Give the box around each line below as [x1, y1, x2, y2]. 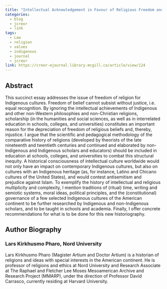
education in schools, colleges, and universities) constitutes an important [5, 121, 155, 127]
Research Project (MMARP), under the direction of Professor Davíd [5, 273, 142, 279]
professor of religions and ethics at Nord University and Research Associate [5, 262, 161, 268]
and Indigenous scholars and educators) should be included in [29, 147, 157, 153]
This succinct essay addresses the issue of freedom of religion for [5, 94, 141, 100]
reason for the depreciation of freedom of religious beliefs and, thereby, [5, 126, 152, 132]
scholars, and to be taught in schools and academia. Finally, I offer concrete [5, 205, 161, 212]
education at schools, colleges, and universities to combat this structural [5, 152, 154, 158]
